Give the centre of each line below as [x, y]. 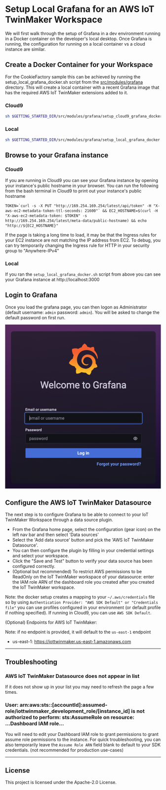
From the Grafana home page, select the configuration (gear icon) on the [86, 530]
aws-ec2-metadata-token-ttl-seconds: [44, 211]
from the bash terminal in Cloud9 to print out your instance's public [73, 191]
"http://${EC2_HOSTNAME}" [32, 226]
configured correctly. [34, 566]
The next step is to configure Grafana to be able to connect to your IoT [77, 515]
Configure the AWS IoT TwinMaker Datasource [78, 503]
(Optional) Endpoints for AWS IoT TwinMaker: [51, 622]
